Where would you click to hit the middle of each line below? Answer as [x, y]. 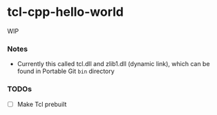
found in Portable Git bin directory [66, 71]
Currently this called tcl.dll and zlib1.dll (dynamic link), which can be [113, 64]
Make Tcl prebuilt [42, 104]
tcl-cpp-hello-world [66, 12]
